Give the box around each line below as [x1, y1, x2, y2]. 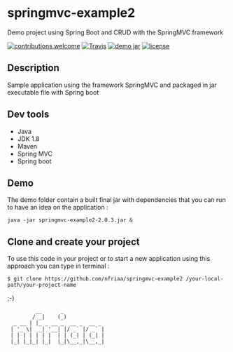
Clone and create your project [7, 236, 140, 248]
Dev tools [7, 109, 50, 121]
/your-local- [185, 276, 224, 283]
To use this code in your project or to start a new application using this [7, 255, 211, 263]
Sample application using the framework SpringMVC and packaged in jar [7, 81, 217, 89]
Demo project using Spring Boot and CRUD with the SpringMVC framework [7, 28, 224, 36]
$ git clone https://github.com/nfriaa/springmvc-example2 [7, 276, 183, 283]
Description [7, 62, 59, 74]
